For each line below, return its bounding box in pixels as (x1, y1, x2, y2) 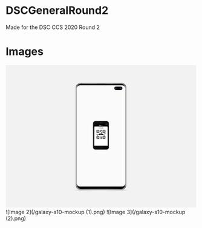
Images (5, 45, 44, 59)
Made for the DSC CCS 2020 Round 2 (5, 24, 100, 31)
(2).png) (5, 215, 27, 222)
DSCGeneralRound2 (5, 4, 109, 17)
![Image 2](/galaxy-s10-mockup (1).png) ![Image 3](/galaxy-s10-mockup (5, 208, 186, 215)
